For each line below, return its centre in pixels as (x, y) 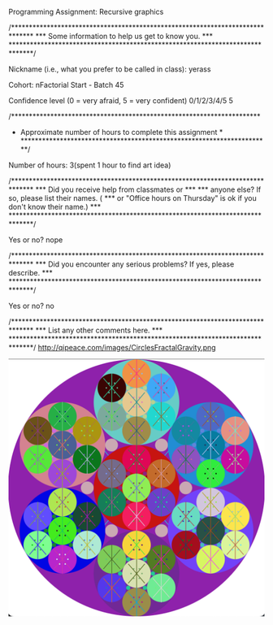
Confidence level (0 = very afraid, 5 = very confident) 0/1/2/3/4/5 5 (121, 100)
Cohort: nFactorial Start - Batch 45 (66, 85)
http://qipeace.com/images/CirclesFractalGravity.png (127, 347)
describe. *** (30, 273)
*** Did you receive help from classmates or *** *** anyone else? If (148, 189)
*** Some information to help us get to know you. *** (124, 36)
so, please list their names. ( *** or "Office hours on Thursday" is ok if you (133, 198)
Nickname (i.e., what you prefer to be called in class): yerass (110, 69)
